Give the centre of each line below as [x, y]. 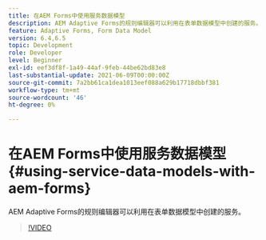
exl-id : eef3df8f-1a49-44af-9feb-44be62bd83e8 [87, 68]
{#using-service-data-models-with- [132, 172]
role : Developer [35, 53]
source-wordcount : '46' [48, 98]
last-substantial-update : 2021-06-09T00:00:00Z [89, 75]
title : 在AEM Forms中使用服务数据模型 [67, 16]
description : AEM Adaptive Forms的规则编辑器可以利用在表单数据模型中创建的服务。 [135, 23]
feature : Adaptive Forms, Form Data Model [80, 30]
